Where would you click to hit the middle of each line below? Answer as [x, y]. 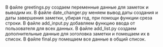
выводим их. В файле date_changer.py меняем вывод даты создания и [82, 12]
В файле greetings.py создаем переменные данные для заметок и [77, 7]
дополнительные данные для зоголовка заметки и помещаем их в [77, 34]
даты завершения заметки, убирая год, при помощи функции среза [79, 18]
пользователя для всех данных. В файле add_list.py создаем [71, 28]
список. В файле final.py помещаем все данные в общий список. [76, 39]
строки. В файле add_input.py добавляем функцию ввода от [70, 23]
